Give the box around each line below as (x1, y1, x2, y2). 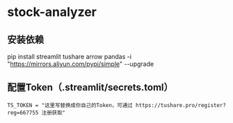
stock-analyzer (7, 4, 97, 20)
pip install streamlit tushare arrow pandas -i (7, 53, 132, 60)
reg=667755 (7, 109, 39, 116)
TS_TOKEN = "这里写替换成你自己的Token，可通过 (7, 101, 134, 108)
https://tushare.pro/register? (135, 101, 226, 108)
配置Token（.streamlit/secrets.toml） (7, 81, 174, 94)
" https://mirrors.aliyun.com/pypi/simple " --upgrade (7, 60, 154, 68)
